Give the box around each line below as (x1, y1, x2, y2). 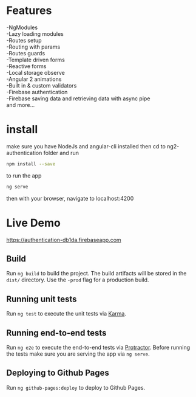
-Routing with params (6, 43, 61, 50)
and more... (6, 101, 35, 108)
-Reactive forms (6, 62, 47, 70)
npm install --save (6, 161, 56, 167)
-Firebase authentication (6, 88, 68, 95)
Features (6, 4, 52, 18)
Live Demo (6, 216, 61, 230)
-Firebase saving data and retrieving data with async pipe (6, 95, 150, 102)
